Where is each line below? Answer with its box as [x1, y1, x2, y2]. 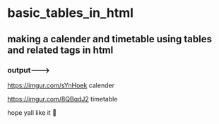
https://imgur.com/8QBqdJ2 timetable [7, 94, 118, 103]
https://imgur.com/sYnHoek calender [7, 81, 115, 89]
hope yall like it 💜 [7, 108, 57, 117]
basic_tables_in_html [7, 5, 134, 21]
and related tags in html [7, 44, 114, 56]
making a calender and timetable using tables [7, 33, 212, 45]
